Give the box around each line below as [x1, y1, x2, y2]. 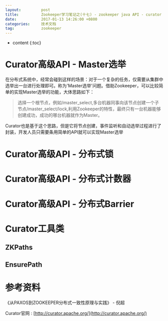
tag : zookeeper [5, 26, 62, 31]
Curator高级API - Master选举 [5, 59, 126, 70]
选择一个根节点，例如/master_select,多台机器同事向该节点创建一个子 [17, 100, 159, 106]
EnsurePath [5, 260, 43, 269]
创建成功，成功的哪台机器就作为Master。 [17, 112, 103, 118]
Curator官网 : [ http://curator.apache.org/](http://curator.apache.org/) [5, 310, 147, 316]
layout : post [5, 7, 51, 13]
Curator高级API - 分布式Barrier [5, 198, 134, 210]
